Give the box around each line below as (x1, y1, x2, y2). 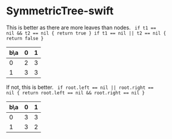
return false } (6, 35, 44, 41)
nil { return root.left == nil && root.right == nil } (6, 89, 145, 96)
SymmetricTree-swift (6, 4, 114, 18)
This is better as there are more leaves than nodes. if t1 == (6, 24, 157, 31)
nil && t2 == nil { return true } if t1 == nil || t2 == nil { (6, 30, 167, 36)
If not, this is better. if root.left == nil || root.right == (6, 84, 154, 91)
